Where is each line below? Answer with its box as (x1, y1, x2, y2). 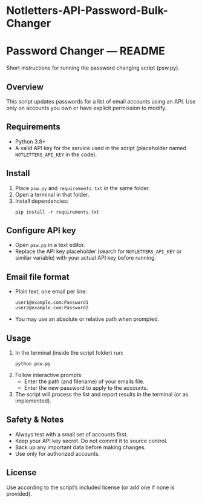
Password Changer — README (6, 44, 165, 58)
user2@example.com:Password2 (15, 305, 89, 311)
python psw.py (15, 361, 51, 367)
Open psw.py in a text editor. (15, 242, 85, 249)
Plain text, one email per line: (15, 288, 88, 295)
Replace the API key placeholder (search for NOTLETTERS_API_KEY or (15, 248, 182, 255)
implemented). (15, 397, 51, 404)
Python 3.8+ (15, 137, 47, 145)
